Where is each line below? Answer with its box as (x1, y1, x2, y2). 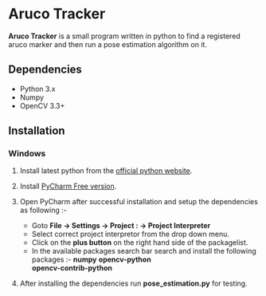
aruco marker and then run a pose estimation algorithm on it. (8, 39, 207, 49)
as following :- (19, 205, 68, 215)
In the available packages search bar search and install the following (31, 247, 256, 256)
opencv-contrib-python (31, 263, 113, 273)
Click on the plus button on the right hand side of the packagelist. (31, 238, 248, 247)
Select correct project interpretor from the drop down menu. (31, 229, 229, 239)
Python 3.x (19, 84, 56, 93)
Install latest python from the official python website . (19, 166, 193, 176)
